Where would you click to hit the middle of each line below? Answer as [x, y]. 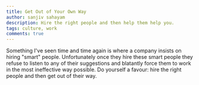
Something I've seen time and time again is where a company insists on [94, 51]
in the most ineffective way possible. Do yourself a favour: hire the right [94, 70]
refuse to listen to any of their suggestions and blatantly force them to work [99, 64]
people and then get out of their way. [52, 76]
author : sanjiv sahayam [36, 17]
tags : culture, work [32, 28]
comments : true [25, 34]
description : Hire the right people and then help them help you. [90, 23]
